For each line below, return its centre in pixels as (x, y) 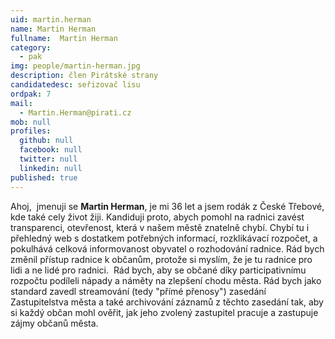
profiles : (31, 131)
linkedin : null (51, 168)
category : (31, 47)
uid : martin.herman (51, 19)
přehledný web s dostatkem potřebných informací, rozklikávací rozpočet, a (164, 238)
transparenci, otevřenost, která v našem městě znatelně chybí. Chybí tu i (160, 227)
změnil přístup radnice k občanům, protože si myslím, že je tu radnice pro (161, 259)
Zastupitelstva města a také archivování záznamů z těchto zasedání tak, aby (167, 302)
